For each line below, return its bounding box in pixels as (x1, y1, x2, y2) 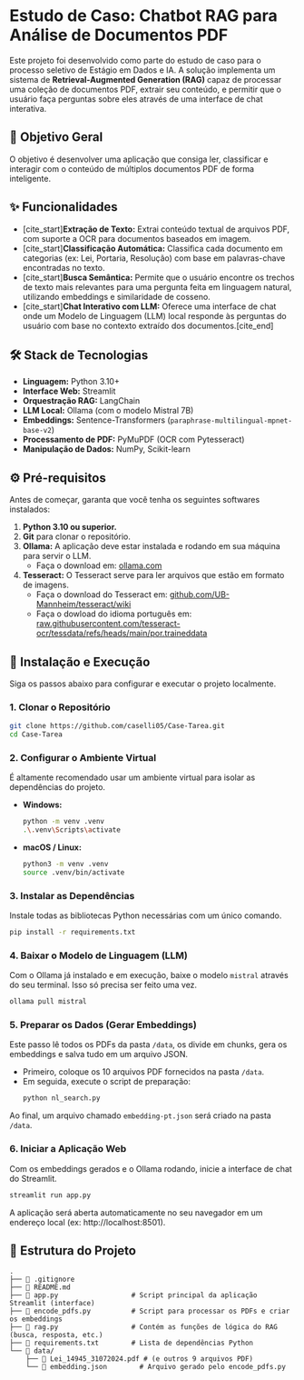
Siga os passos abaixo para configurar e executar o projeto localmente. (9, 678, 277, 689)
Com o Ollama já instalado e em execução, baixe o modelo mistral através (9, 970, 289, 981)
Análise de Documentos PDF (9, 25, 229, 45)
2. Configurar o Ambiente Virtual (9, 751, 157, 764)
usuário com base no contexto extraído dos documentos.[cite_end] (22, 320, 274, 331)
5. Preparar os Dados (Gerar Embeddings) (9, 1019, 197, 1032)
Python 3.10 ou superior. (22, 522, 117, 533)
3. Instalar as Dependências (9, 889, 135, 902)
